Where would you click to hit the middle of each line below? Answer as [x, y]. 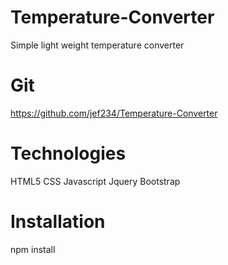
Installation [58, 222]
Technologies [68, 153]
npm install [33, 249]
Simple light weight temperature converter [97, 45]
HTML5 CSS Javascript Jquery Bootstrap [95, 181]
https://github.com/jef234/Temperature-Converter [114, 113]
